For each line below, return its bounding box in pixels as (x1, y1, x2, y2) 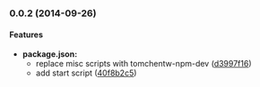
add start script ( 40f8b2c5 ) (35, 67, 137, 78)
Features (9, 29, 43, 40)
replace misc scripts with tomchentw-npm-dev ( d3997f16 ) (35, 59, 253, 69)
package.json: (22, 49, 78, 59)
